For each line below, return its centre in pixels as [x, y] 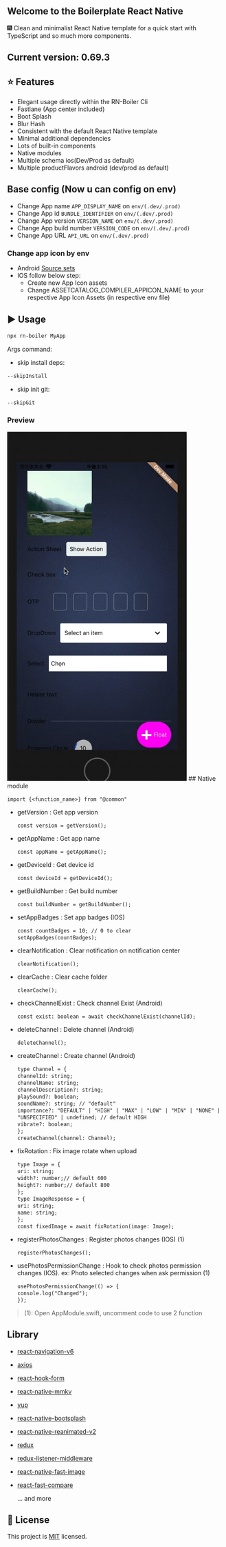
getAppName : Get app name [58, 838]
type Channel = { [42, 1069]
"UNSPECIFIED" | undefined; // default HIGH [82, 1117]
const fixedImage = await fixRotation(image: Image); [95, 1226]
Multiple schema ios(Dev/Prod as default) [76, 161]
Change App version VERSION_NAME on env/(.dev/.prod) [95, 221]
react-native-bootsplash [51, 1418]
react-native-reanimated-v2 [57, 1431]
